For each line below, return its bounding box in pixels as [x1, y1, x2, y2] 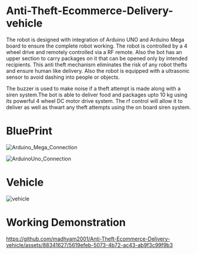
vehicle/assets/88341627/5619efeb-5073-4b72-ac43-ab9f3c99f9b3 [6, 241, 173, 248]
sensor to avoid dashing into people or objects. [6, 73, 121, 81]
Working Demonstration [6, 216, 126, 229]
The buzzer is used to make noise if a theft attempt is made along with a [6, 85, 181, 92]
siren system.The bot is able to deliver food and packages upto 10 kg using [6, 91, 188, 98]
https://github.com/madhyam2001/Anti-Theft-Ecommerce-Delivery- [6, 235, 171, 242]
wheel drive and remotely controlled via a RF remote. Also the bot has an [6, 48, 182, 55]
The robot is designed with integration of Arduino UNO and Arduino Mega [6, 36, 185, 43]
